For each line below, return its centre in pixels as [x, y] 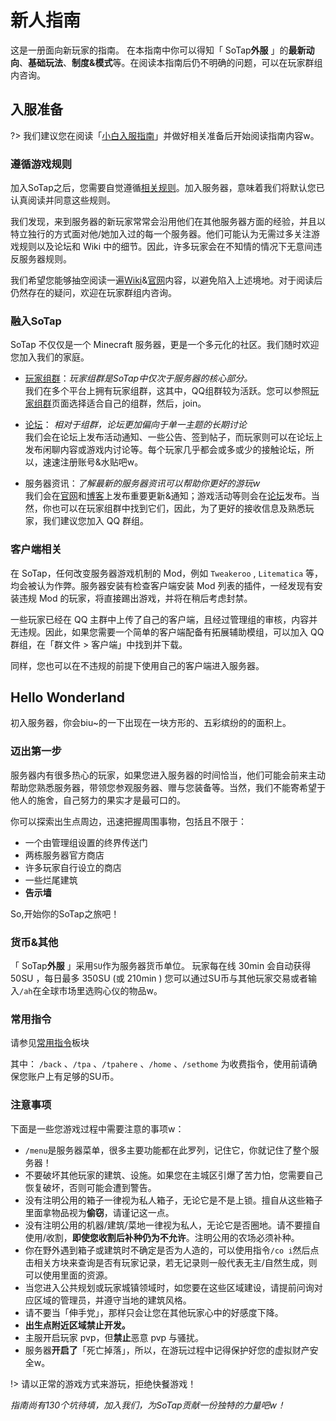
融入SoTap [36, 321]
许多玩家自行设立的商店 [73, 867]
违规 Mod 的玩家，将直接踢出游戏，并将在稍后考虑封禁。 [135, 598]
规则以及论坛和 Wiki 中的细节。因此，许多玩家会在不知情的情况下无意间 [166, 247]
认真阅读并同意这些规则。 [63, 200]
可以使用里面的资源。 [68, 1275]
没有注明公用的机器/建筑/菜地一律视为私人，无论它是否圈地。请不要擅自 [172, 1225]
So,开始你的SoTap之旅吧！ [65, 913]
